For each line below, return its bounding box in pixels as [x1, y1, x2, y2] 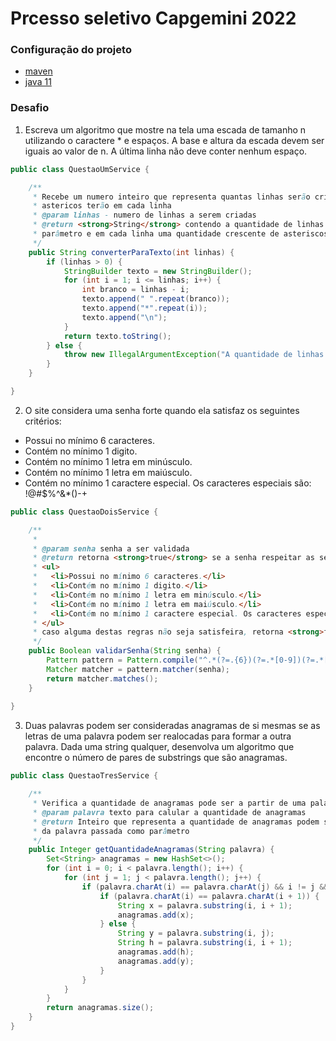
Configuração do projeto [10, 43, 132, 57]
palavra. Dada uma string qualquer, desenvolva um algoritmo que [24, 741, 295, 753]
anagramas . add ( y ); [117, 956, 195, 966]
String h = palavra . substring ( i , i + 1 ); [117, 938, 293, 948]
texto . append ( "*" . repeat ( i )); [81, 303, 208, 314]
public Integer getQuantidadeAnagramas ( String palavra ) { [28, 845, 275, 855]
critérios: [24, 415, 62, 427]
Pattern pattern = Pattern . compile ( [46, 655, 199, 666]
